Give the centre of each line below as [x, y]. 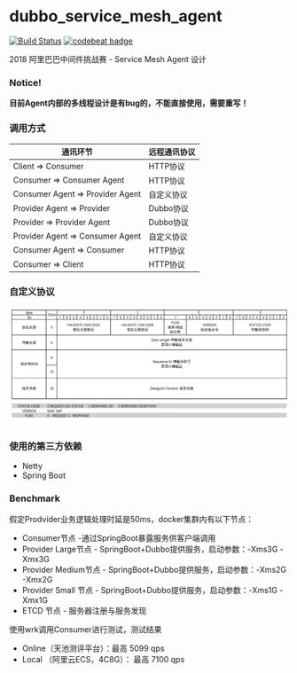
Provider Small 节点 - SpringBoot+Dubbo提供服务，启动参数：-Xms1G [149, 590]
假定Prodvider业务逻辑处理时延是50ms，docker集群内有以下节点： [132, 519]
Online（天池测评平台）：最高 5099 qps [93, 648]
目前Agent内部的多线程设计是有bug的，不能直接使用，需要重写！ [129, 103]
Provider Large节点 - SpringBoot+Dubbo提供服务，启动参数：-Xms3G [150, 549]
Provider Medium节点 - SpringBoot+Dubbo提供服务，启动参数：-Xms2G [154, 569]
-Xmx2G [37, 579]
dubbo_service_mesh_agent [116, 16]
